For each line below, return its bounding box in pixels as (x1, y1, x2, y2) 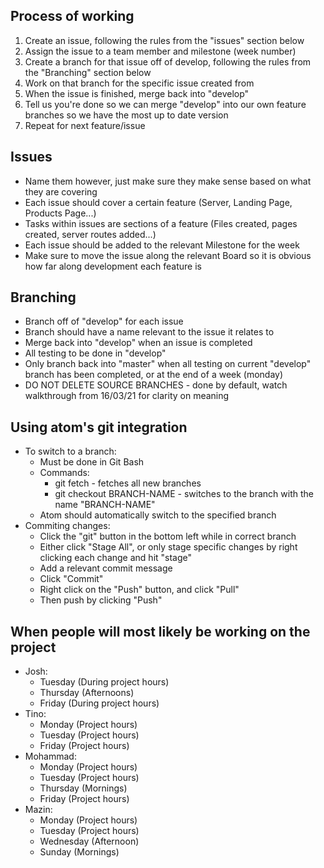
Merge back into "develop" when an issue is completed (24, 337, 253, 349)
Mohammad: (24, 750, 77, 763)
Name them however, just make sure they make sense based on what (24, 175, 312, 187)
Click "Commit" (39, 573, 104, 585)
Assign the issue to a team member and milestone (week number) (24, 45, 297, 57)
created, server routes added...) (24, 228, 157, 240)
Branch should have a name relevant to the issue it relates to (24, 326, 275, 338)
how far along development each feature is (24, 260, 202, 272)
